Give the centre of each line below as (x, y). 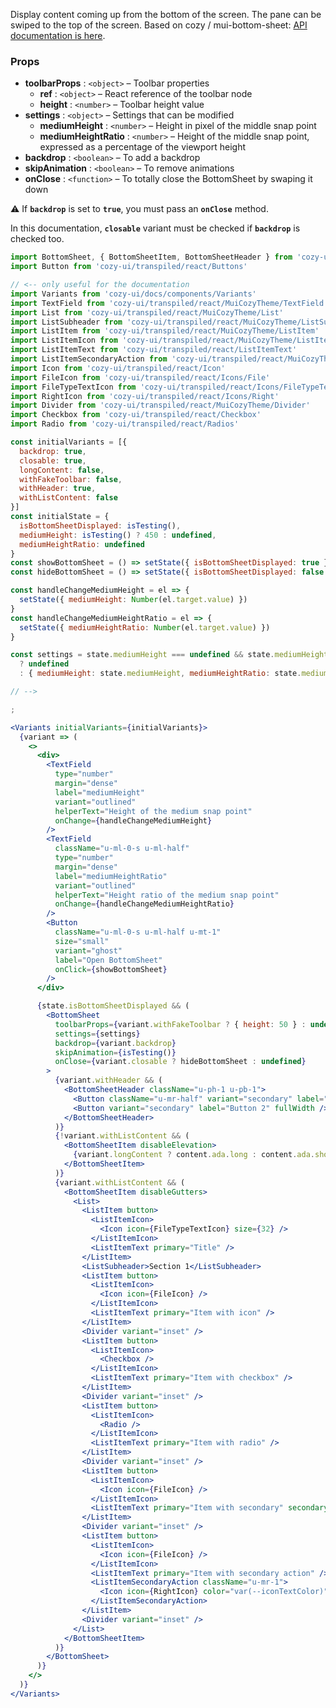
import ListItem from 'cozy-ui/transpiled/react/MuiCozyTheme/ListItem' (165, 331)
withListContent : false (68, 498)
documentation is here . (58, 35)
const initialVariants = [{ (69, 442)
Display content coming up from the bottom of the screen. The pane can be (166, 14)
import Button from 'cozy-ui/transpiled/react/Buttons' (129, 267)
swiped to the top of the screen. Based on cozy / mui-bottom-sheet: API (159, 25)
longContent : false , (62, 470)
